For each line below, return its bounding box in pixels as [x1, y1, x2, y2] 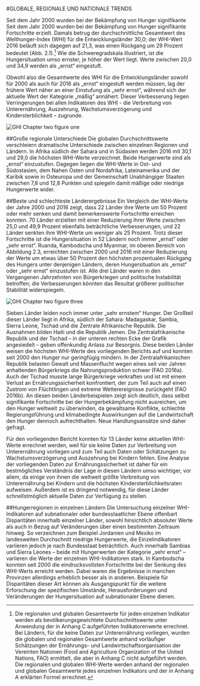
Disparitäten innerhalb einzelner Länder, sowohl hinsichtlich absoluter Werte [6, 516, 193, 523]
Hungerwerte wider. [6, 185, 55, 193]
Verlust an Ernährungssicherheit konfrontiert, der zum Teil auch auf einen [6, 379, 186, 386]
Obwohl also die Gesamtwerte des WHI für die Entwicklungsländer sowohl [6, 73, 189, 81]
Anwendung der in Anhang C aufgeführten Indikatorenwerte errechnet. [14, 623, 189, 630]
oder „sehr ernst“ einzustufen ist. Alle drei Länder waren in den [6, 267, 161, 274]
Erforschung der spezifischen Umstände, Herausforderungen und [6, 586, 168, 593]
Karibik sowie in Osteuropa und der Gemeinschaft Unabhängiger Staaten [6, 173, 185, 180]
